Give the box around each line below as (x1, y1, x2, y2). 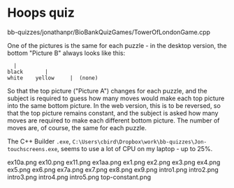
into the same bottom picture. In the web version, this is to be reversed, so (7, 101, 221, 109)
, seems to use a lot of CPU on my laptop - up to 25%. (57, 144, 213, 152)
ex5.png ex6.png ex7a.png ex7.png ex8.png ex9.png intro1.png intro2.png (7, 165, 219, 173)
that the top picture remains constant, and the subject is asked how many (7, 109, 219, 117)
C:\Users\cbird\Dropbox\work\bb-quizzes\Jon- (72, 138, 207, 146)
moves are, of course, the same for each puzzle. (7, 123, 147, 132)
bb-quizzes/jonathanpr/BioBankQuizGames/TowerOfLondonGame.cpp (7, 28, 211, 36)
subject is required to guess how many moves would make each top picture (7, 94, 225, 102)
